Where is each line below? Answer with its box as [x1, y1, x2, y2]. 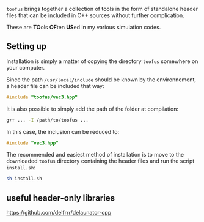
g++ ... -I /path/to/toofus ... [6, 117, 89, 123]
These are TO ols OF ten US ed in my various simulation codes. [6, 24, 161, 31]
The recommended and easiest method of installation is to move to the [6, 151, 184, 158]
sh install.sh [6, 176, 43, 182]
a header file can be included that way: [6, 82, 104, 89]
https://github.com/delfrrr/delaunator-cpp [6, 209, 112, 216]
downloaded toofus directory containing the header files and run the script [6, 157, 195, 165]
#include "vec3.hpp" [6, 140, 59, 146]
